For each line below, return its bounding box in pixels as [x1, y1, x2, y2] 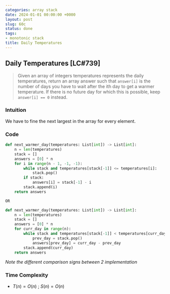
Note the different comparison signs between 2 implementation [5, 259, 138, 265]
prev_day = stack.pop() [32, 236, 82, 241]
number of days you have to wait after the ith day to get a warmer [17, 83, 155, 89]
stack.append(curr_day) [23, 245, 73, 250]
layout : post [5, 17, 33, 22]
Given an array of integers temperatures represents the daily [17, 72, 144, 78]
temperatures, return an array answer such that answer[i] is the [17, 78, 151, 84]
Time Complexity [5, 272, 49, 279]
